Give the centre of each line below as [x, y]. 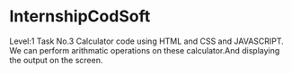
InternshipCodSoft [80, 16]
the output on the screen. [56, 60]
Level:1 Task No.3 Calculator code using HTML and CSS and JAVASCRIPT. [147, 41]
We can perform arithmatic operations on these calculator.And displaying [145, 50]
